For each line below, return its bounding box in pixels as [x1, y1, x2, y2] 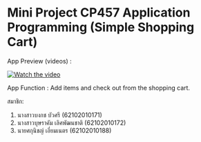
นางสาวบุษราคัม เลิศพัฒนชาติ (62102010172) [17, 119, 126, 127]
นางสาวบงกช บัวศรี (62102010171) [17, 110, 102, 119]
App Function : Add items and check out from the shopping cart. [7, 83, 191, 92]
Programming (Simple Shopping [7, 19, 195, 35]
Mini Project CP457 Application [7, 5, 191, 21]
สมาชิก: [7, 97, 24, 105]
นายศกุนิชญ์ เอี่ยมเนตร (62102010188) [17, 126, 112, 134]
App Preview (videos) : [7, 57, 73, 65]
